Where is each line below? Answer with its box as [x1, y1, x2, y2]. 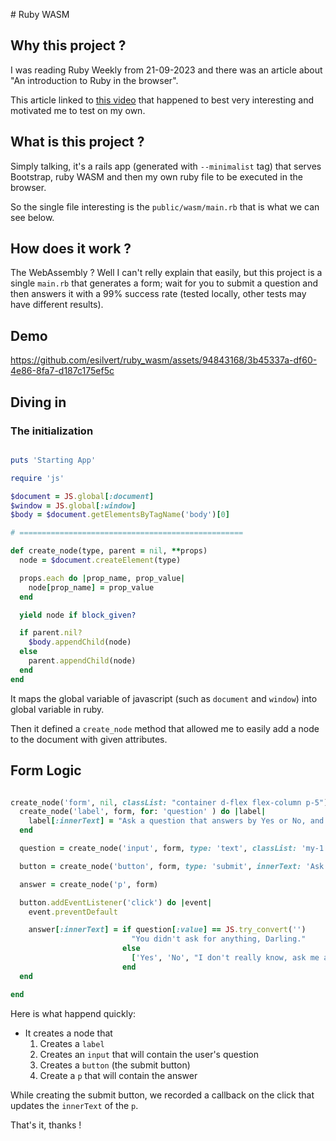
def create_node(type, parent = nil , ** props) [10, 546, 208, 556]
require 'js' [10, 473, 65, 483]
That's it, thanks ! [10, 1119, 82, 1131]
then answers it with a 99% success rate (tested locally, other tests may [10, 288, 307, 300]
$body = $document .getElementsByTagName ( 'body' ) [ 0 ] [10, 510, 230, 520]
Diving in [10, 394, 67, 411]
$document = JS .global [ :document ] [10, 491, 155, 501]
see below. [10, 211, 55, 223]
